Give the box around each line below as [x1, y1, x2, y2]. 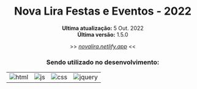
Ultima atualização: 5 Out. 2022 [62, 24, 144, 32]
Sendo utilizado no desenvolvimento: [46, 58, 160, 66]
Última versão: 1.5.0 [77, 30, 128, 38]
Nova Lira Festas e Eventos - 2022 [14, 4, 191, 18]
